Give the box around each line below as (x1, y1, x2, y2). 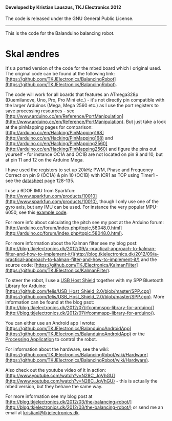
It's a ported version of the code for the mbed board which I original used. (5, 65, 161, 71)
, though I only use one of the (96, 198, 159, 205)
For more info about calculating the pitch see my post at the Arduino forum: (5, 219, 164, 226)
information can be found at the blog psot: (5, 299, 95, 305)
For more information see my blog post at (5, 393, 93, 399)
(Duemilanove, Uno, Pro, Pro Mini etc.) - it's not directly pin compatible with (5, 97, 165, 103)
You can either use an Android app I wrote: (5, 320, 96, 326)
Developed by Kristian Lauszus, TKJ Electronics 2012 (5, 4, 121, 10)
